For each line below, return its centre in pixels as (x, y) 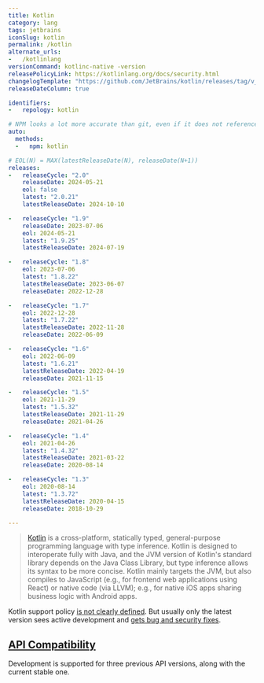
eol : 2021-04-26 (49, 443)
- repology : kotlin (44, 110)
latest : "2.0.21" (51, 198)
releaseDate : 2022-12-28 (63, 291)
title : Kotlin (31, 15)
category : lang (33, 23)
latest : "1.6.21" (51, 364)
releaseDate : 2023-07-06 (63, 226)
